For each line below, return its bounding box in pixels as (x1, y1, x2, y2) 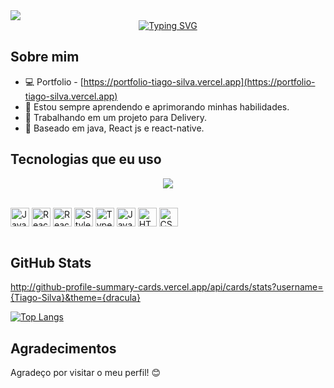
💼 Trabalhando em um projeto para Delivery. (24, 111, 207, 123)
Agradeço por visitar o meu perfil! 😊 (10, 367, 162, 379)
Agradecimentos (10, 340, 117, 357)
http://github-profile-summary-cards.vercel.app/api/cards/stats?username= (10, 281, 324, 293)
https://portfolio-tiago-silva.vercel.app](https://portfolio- (83, 75, 316, 88)
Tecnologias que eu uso (10, 151, 162, 168)
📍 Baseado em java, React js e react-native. (24, 122, 205, 134)
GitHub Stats (10, 255, 92, 272)
